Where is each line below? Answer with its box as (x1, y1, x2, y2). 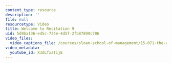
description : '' (5, 12, 40, 17)
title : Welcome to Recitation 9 (5, 26, 74, 31)
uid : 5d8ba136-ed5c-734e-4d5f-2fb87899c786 (5, 31, 100, 36)
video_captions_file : (10, 41, 56, 46)
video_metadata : (5, 45, 40, 50)
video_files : (5, 36, 33, 41)
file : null (5, 17, 29, 22)
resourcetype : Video (5, 21, 50, 27)
